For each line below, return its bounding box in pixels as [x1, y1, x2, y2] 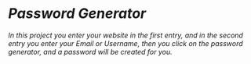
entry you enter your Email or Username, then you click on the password [8, 38, 243, 48]
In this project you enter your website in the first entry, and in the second [8, 30, 243, 40]
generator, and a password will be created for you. [8, 47, 173, 56]
